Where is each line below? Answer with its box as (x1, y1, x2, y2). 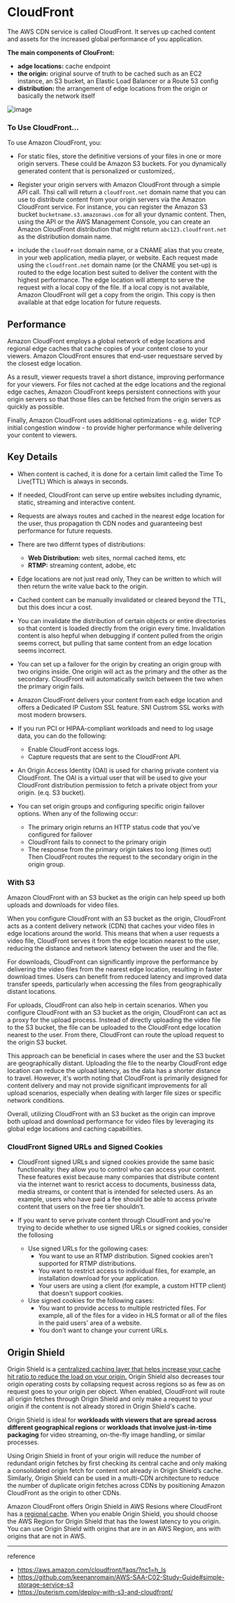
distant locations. (7, 988, 57, 996)
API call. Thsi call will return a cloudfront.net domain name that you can (17, 188, 226, 197)
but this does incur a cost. (17, 603, 93, 611)
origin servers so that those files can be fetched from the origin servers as (7, 395, 222, 404)
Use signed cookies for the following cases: (27, 1297, 155, 1305)
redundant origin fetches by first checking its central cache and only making (7, 1459, 227, 1467)
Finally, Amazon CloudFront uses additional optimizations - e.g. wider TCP (7, 416, 221, 425)
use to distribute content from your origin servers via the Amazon (17, 195, 206, 204)
